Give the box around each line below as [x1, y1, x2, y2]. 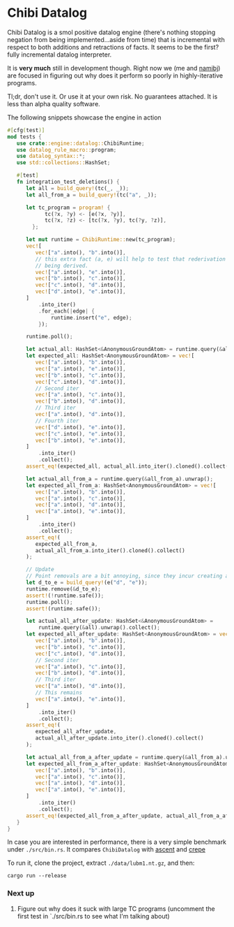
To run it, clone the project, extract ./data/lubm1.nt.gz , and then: [7, 858, 195, 868]
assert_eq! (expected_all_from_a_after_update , [25, 812, 164, 819]
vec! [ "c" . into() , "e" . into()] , [35, 430, 127, 438]
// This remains [35, 689, 82, 696]
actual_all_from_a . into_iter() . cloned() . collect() [35, 547, 186, 554]
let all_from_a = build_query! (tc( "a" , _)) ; [25, 191, 157, 199]
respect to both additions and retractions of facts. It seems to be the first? [7, 43, 219, 51]
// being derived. [35, 262, 89, 269]
